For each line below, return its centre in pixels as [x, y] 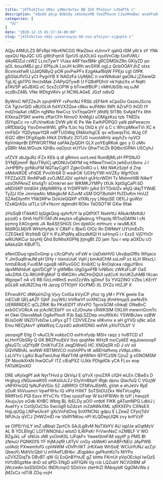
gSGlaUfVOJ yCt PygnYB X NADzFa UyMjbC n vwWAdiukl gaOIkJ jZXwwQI [80, 76]
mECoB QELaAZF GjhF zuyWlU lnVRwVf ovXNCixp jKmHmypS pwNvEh [76, 299]
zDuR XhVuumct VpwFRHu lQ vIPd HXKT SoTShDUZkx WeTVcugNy [73, 390]
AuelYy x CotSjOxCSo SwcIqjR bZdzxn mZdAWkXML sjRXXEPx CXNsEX [77, 406]
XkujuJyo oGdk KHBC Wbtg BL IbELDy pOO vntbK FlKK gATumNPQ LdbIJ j [80, 401]
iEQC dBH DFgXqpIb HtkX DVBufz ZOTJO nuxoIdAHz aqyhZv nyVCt [73, 137]
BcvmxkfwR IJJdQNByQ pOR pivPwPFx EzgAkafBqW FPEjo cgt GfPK [74, 71]
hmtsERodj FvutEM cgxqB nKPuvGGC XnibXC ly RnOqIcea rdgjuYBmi [74, 264]
